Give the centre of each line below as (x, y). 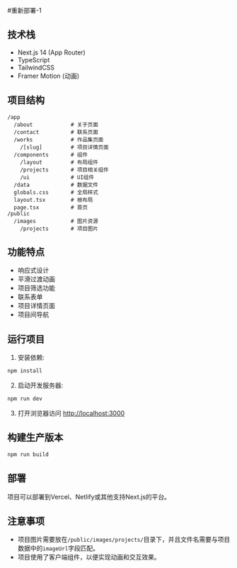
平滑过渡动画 (36, 279)
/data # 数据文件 (56, 185)
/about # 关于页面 (56, 125)
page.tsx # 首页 (51, 208)
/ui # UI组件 (57, 177)
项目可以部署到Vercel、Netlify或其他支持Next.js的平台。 (89, 496)
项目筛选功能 (36, 288)
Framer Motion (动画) (48, 76)
